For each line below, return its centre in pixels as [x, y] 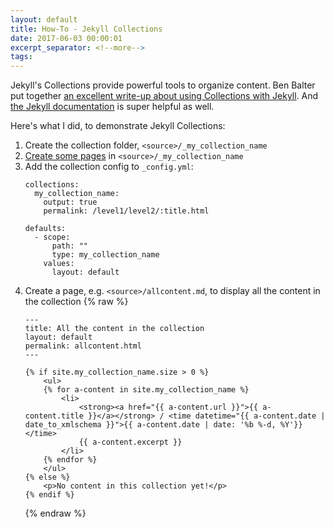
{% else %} [47, 477]
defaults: [45, 229]
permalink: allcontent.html [83, 346]
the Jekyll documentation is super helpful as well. [112, 107]
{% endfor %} [70, 460]
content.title [54, 416]
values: [59, 264]
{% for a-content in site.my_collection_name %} [146, 390]
